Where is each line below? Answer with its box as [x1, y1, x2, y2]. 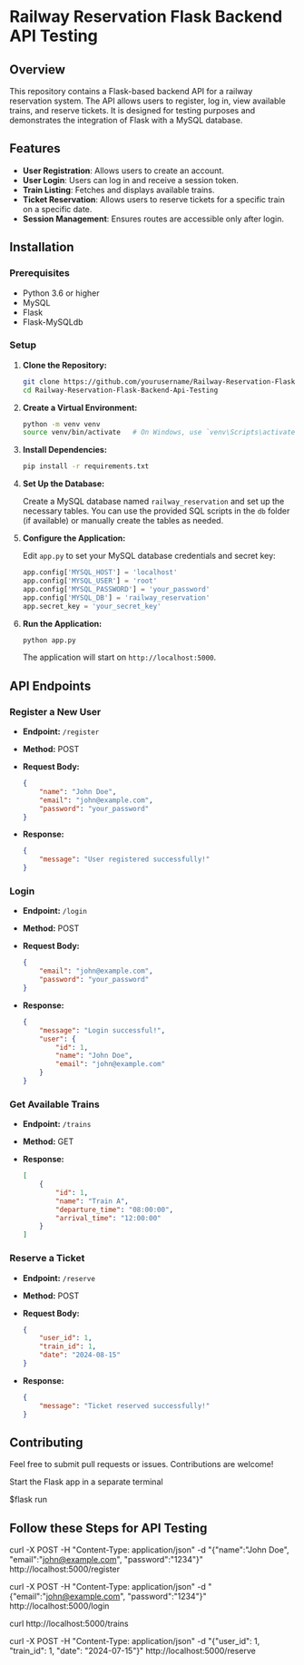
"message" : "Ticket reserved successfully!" [39, 1401, 211, 1410]
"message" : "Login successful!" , [39, 1025, 166, 1035]
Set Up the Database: [22, 478, 105, 489]
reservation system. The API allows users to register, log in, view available [9, 95, 286, 106]
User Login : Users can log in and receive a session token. [22, 174, 239, 185]
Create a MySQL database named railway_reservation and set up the [22, 496, 285, 507]
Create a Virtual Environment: [22, 402, 138, 413]
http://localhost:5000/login [9, 1601, 110, 1611]
